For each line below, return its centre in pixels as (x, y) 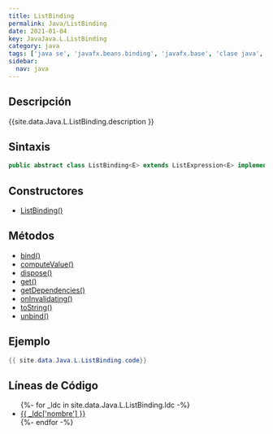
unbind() (35, 316)
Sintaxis (30, 147)
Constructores (46, 191)
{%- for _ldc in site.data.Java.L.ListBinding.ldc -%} (105, 405)
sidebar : (23, 62)
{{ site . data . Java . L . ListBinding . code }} (78, 360)
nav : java (32, 69)
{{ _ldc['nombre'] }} (53, 414)
